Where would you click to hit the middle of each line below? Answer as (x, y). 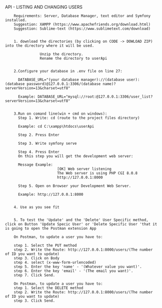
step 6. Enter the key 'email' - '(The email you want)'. (73, 271)
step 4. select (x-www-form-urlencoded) (55, 262)
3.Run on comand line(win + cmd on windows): (61, 114)
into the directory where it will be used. (50, 46)
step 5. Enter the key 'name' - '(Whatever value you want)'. (78, 267)
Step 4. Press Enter (39, 152)
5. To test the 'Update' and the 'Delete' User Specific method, (81, 220)
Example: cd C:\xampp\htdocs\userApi (56, 126)
